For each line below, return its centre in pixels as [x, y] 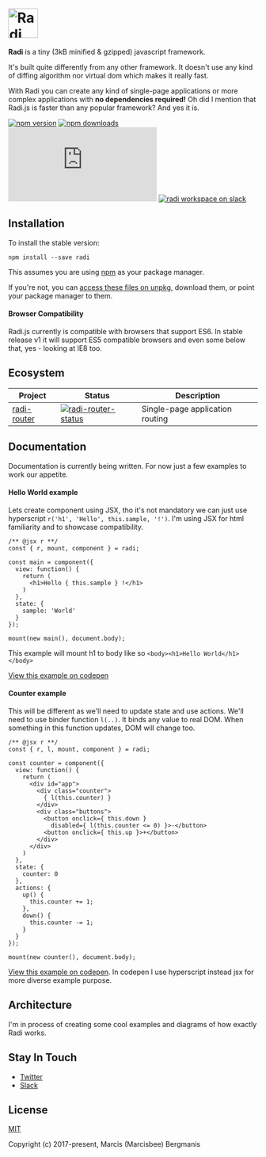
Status [97, 395]
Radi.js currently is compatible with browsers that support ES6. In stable [125, 331]
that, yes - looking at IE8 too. [55, 348]
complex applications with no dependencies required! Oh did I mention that [132, 99]
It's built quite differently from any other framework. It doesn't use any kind [131, 67]
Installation [36, 224]
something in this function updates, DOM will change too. [102, 728]
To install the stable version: [54, 242]
